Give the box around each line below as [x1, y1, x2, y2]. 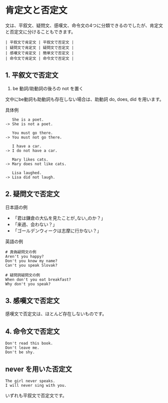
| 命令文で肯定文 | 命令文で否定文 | [5, 56, 74, 61]
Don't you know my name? [5, 258, 58, 264]
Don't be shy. [5, 350, 35, 355]
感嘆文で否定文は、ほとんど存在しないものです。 [5, 311, 107, 317]
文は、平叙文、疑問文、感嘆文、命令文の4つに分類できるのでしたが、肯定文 [5, 22, 163, 28]
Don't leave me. [5, 345, 39, 350]
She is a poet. [12, 117, 44, 122]
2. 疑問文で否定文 [5, 190, 60, 198]
